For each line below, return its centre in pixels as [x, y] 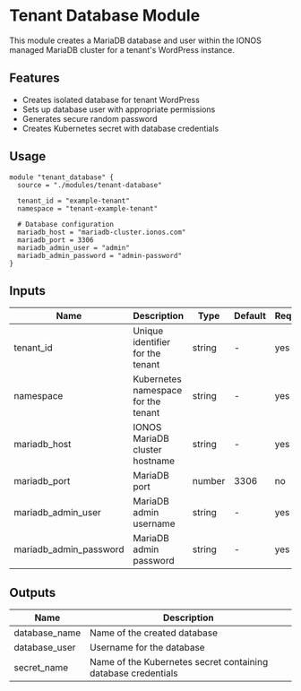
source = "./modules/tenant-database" [90, 185]
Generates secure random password [90, 118]
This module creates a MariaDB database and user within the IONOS [135, 40]
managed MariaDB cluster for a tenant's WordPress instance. [122, 49]
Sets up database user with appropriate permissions [119, 109]
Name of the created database [153, 633]
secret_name [41, 668]
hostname [154, 461]
